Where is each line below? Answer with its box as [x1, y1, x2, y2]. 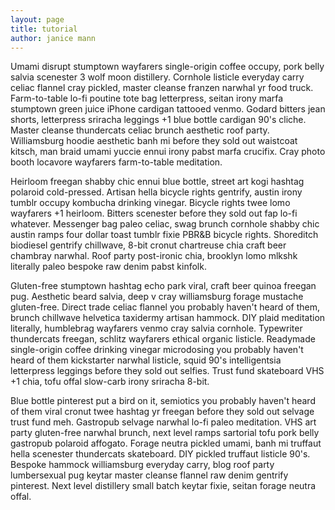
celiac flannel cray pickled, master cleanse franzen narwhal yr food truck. [10, 82, 314, 94]
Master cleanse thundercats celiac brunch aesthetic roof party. [10, 124, 270, 136]
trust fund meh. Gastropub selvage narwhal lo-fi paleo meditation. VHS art [10, 416, 317, 428]
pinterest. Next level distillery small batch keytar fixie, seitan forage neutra [10, 480, 317, 492]
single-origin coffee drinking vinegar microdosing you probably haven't [10, 344, 304, 356]
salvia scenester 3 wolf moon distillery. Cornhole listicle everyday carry [10, 71, 305, 83]
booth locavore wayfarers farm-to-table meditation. [10, 156, 223, 168]
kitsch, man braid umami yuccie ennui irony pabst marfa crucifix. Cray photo [10, 146, 326, 158]
